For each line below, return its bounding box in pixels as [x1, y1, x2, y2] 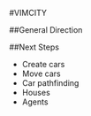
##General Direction [9, 25, 83, 35]
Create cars [21, 59, 65, 69]
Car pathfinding [21, 78, 80, 88]
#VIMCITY [9, 8, 47, 18]
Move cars [21, 68, 61, 79]
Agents [21, 97, 49, 107]
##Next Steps [9, 42, 60, 52]
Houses [21, 88, 50, 97]
